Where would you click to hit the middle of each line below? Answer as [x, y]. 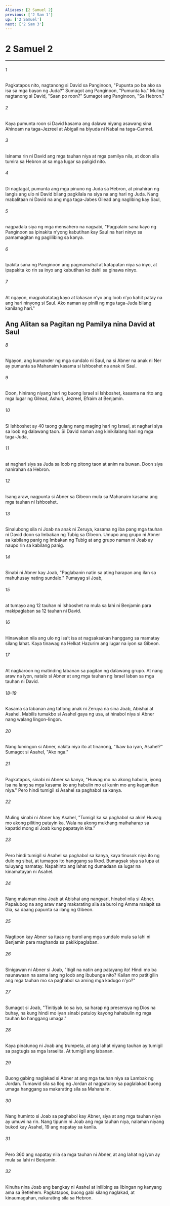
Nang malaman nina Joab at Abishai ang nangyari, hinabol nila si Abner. [80, 899]
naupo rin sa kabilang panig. [35, 545]
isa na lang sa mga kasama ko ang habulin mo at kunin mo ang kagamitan [82, 785]
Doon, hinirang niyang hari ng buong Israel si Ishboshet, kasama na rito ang [84, 393]
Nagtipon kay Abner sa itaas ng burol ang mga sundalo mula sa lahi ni [78, 937]
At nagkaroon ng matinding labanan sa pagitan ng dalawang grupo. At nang [84, 671]
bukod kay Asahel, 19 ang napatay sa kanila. [51, 1127]
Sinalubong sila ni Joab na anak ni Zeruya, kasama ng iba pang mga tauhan [84, 529]
